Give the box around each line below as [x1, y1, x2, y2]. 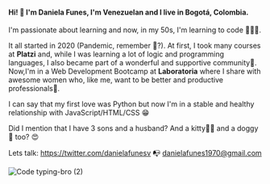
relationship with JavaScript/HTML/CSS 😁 [8, 108, 150, 118]
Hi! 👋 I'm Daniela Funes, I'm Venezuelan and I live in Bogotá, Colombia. [8, 7, 249, 17]
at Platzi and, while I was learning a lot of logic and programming [8, 49, 224, 59]
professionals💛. [8, 84, 60, 94]
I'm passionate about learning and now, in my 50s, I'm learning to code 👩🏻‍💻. [8, 25, 262, 35]
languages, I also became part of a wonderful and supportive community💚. [8, 58, 257, 68]
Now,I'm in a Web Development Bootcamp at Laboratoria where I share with [8, 66, 261, 77]
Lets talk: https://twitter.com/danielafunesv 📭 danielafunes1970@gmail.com [8, 148, 262, 158]
